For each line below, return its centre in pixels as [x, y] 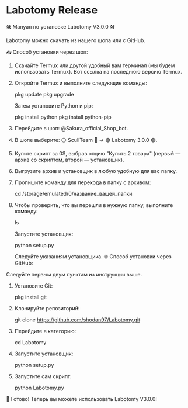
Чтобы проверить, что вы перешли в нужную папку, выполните [94, 205]
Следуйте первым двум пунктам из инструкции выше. [74, 274]
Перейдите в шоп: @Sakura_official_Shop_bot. [71, 128]
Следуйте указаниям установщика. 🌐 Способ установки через [93, 256]
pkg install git [31, 297]
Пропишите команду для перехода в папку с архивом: [83, 182]
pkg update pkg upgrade [44, 94]
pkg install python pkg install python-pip [63, 117]
